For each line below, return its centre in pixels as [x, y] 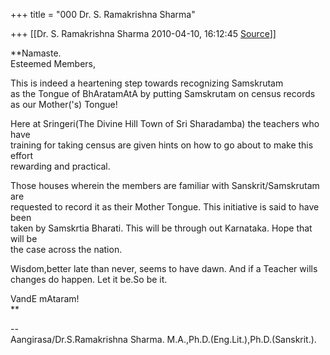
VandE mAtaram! [45, 298]
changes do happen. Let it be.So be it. [89, 279]
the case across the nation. [66, 249]
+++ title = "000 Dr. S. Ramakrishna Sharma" [103, 14]
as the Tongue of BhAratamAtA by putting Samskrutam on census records [163, 93]
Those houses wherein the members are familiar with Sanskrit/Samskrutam [165, 185]
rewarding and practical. [60, 166]
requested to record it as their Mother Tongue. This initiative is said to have [165, 207]
